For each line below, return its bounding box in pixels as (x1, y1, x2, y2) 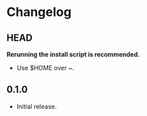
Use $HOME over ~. (16, 64, 75, 72)
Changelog (6, 4, 72, 20)
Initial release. (16, 102, 57, 110)
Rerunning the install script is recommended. (6, 50, 140, 58)
